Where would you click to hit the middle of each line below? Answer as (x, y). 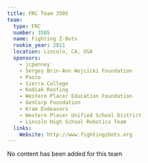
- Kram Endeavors (44, 109)
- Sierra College (44, 84)
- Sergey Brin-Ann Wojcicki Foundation (76, 71)
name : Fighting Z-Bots (45, 39)
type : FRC (27, 26)
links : (23, 128)
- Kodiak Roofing (44, 90)
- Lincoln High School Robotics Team (73, 122)
